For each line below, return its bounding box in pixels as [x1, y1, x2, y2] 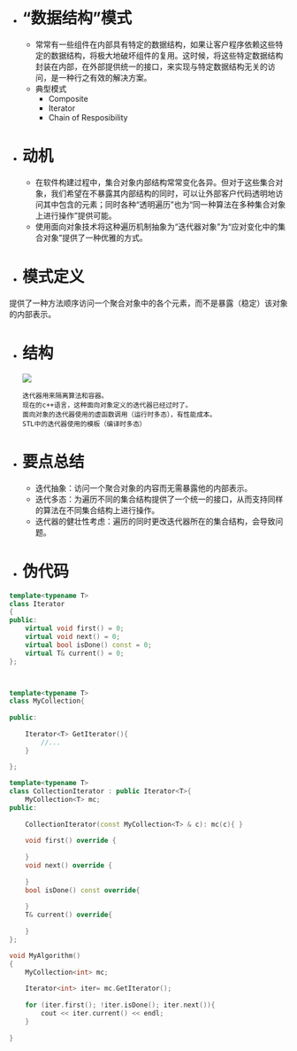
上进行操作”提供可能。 [34, 210, 117, 221]
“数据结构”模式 [21, 8, 133, 28]
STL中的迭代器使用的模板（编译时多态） [21, 419, 147, 428]
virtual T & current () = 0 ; [25, 649, 125, 658]
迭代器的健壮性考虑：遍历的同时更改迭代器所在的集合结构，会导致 [34, 516, 276, 526]
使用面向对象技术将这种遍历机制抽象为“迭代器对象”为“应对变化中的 [34, 221, 278, 231]
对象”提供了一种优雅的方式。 [42, 232, 148, 243]
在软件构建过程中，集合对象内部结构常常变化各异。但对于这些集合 [34, 176, 276, 187]
